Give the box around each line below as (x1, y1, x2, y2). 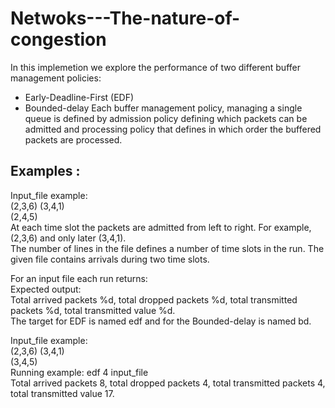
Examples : (10, 163, 81, 180)
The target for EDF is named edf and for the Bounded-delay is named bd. (10, 315, 312, 327)
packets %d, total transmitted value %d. (10, 304, 176, 316)
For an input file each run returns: (10, 272, 148, 284)
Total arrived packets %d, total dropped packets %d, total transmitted (10, 293, 298, 306)
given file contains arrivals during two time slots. (10, 253, 210, 265)
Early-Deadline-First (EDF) (24, 91, 135, 103)
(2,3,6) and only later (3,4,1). (10, 232, 127, 244)
